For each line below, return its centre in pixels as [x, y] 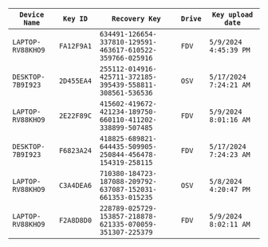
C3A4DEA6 [75, 185]
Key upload [233, 15]
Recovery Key [136, 19]
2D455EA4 [75, 81]
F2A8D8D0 [75, 220]
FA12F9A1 [75, 46]
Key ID [75, 19]
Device [32, 15]
